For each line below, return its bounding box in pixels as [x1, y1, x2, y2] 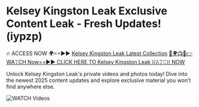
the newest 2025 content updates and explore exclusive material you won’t [6, 77, 191, 84]
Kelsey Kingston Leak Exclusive [6, 4, 167, 18]
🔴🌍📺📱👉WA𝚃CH [169, 50, 193, 57]
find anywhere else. [6, 82, 55, 90]
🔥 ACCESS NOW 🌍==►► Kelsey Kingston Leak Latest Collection [6, 50, 168, 57]
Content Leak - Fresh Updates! [6, 17, 161, 30]
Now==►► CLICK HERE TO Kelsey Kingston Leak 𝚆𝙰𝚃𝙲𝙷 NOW [27, 58, 185, 65]
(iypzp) [6, 30, 42, 43]
